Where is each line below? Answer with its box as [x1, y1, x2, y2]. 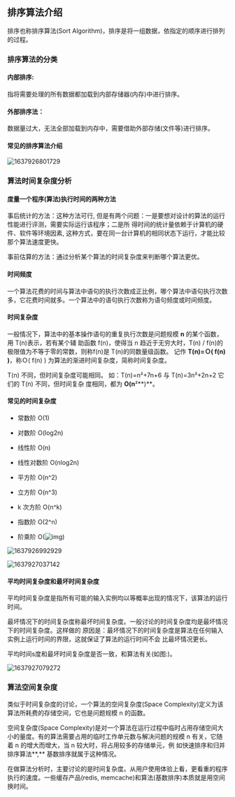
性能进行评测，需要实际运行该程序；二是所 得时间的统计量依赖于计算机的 [7, 220, 218, 229]
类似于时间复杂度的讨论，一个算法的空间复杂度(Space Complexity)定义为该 [7, 700, 224, 708]
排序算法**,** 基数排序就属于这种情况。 [7, 749, 121, 758]
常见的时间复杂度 [7, 397, 57, 405]
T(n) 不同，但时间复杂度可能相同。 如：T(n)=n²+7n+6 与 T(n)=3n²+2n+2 [7, 371, 217, 379]
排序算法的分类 [7, 55, 58, 64]
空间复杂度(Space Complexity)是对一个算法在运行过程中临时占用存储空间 [7, 723, 218, 732]
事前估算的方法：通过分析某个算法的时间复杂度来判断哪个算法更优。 [7, 252, 204, 261]
